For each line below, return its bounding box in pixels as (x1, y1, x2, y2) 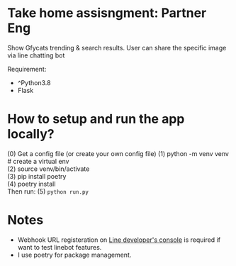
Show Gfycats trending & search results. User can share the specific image (7, 43, 227, 52)
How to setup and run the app (7, 111, 185, 127)
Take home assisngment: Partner (7, 5, 207, 21)
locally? (7, 126, 55, 143)
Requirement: (7, 65, 47, 73)
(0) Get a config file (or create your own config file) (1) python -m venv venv (7, 149, 229, 157)
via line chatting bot (7, 51, 65, 60)
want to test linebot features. (17, 243, 102, 251)
